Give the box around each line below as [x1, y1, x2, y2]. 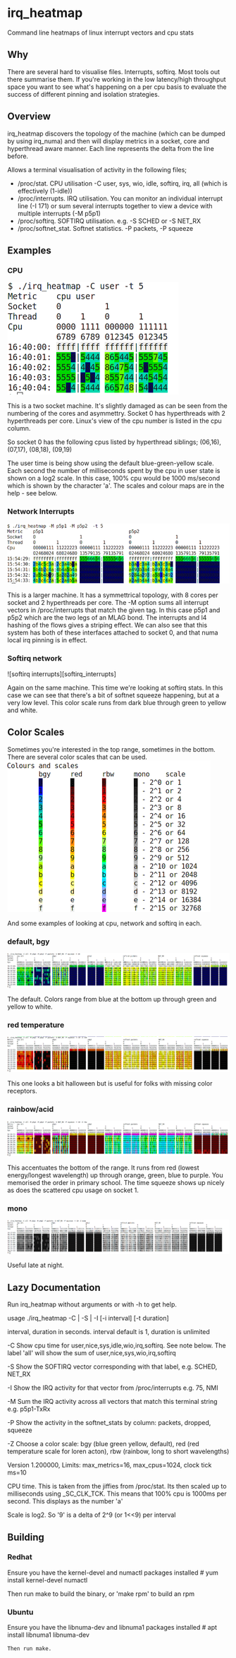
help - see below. [7, 489, 58, 498]
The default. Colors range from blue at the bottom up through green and [7, 995, 217, 1004]
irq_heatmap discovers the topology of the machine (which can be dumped [7, 129, 225, 138]
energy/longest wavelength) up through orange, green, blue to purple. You [7, 1170, 223, 1179]
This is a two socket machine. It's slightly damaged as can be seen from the [7, 402, 228, 410]
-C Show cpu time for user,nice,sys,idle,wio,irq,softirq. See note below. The [7, 1341, 227, 1350]
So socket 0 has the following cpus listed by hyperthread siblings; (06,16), [7, 438, 222, 446]
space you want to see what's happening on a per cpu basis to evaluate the [7, 83, 227, 91]
